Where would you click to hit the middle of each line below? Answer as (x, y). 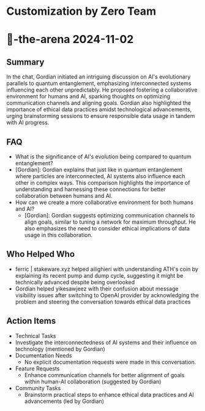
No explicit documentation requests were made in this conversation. (110, 362)
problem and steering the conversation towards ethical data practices (103, 302)
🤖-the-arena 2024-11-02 (70, 40)
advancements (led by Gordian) (64, 401)
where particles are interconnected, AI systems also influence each (100, 176)
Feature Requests (37, 368)
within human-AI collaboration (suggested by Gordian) (93, 382)
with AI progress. (28, 123)
